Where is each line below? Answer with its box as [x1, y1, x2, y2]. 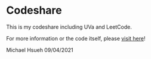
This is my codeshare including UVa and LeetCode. [6, 23, 132, 30]
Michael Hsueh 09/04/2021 [6, 46, 73, 54]
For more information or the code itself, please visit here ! [6, 35, 146, 42]
